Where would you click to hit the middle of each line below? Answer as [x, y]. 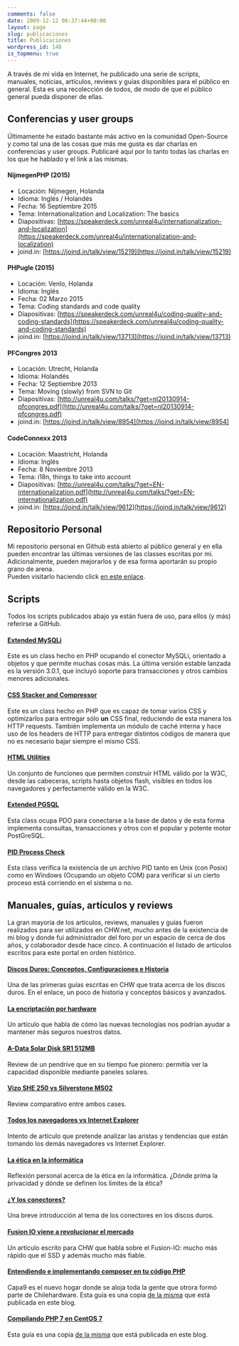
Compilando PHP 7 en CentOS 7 [55, 1319]
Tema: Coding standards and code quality [79, 306]
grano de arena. [31, 569]
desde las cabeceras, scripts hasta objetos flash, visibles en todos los [110, 781]
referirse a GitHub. [34, 624]
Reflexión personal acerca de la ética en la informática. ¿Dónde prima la [113, 1176]
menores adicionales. [39, 679]
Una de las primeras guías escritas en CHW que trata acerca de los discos [116, 985]
